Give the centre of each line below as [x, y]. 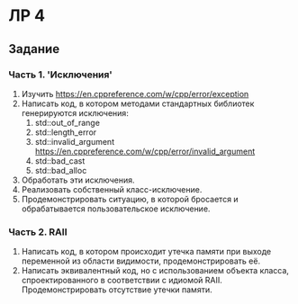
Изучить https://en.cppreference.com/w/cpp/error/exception [135, 94]
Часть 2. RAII [38, 232]
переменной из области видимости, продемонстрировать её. [141, 261]
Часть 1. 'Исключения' [61, 75]
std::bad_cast [60, 161]
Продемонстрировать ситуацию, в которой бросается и [130, 199]
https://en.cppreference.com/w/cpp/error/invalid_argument [145, 151]
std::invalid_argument [74, 141]
